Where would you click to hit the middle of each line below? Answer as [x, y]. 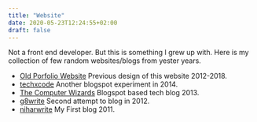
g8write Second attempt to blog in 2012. [84, 101]
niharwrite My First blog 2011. [67, 109]
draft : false [29, 30]
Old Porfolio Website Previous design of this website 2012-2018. [123, 76]
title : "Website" [37, 15]
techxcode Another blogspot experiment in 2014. [99, 84]
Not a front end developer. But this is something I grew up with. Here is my [128, 53]
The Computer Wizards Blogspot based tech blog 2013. [109, 93]
